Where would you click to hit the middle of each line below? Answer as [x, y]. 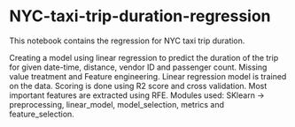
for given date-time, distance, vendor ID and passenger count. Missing [138, 67]
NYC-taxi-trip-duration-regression [140, 16]
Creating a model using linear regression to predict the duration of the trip [144, 57]
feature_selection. [42, 114]
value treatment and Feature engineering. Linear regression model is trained [148, 76]
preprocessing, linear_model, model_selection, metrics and [116, 104]
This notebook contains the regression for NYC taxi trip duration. [127, 41]
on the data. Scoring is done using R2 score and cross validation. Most [138, 86]
